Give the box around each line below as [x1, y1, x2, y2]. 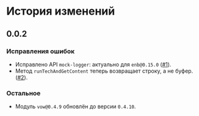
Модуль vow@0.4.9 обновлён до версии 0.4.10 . [15, 103, 136, 111]
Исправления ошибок [6, 47, 75, 56]
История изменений [6, 4, 115, 18]
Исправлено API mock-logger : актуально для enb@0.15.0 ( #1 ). [15, 60, 172, 68]
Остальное [6, 89, 41, 97]
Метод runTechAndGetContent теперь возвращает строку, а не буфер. [15, 67, 194, 74]
